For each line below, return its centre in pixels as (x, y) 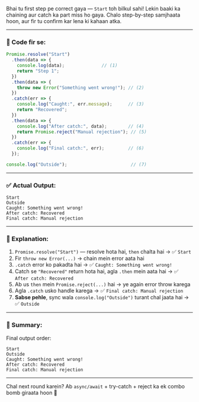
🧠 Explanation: (28, 239)
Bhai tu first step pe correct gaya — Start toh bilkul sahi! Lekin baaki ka (93, 9)
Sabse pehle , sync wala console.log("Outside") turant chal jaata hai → (102, 297)
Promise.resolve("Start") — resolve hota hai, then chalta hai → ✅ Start (103, 252)
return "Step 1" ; (38, 71)
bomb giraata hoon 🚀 (32, 392)
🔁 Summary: (24, 325)
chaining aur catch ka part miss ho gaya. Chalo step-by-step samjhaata (93, 15)
